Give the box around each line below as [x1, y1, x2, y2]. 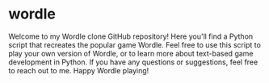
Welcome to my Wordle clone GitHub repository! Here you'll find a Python [8, 31, 254, 41]
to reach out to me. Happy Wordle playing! [8, 65, 149, 75]
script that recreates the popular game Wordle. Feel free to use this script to [8, 39, 261, 49]
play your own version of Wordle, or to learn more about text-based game [8, 48, 254, 58]
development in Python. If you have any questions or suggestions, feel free [8, 57, 258, 67]
